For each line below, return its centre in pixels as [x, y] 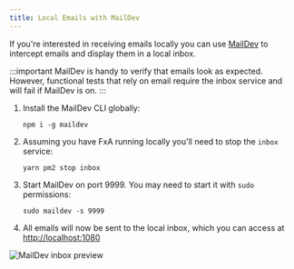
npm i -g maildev [55, 125]
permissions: [46, 194]
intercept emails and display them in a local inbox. [103, 53]
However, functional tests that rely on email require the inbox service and [146, 80]
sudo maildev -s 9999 [63, 211]
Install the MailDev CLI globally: [81, 108]
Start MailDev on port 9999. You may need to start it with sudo [138, 184]
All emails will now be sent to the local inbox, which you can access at [153, 227]
